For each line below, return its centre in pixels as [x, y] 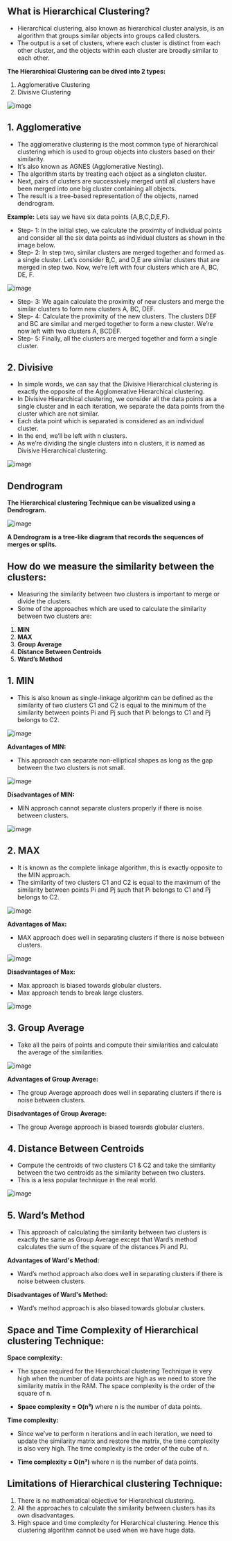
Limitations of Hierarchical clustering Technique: [115, 1484]
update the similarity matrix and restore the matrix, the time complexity [118, 1441]
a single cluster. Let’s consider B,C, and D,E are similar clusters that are [118, 259]
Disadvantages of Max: [42, 972]
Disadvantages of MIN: [41, 794]
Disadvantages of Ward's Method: [58, 1295]
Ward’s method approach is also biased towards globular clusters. [111, 1308]
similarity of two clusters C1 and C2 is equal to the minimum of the [111, 705]
